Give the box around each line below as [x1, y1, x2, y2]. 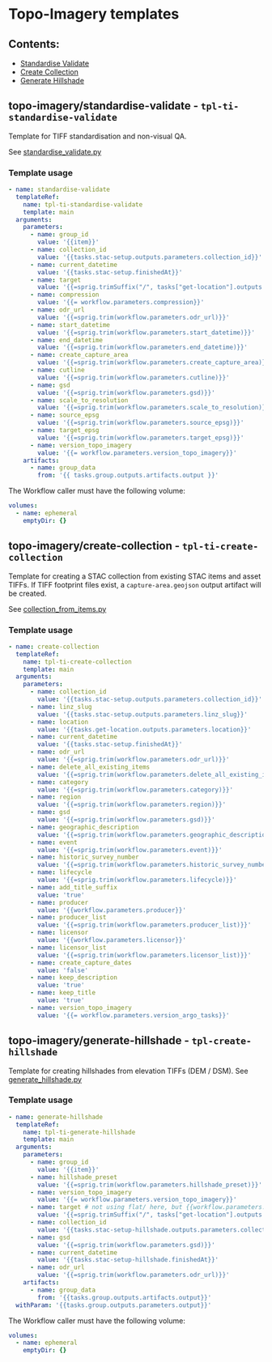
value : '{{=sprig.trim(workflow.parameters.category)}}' [37, 786, 233, 794]
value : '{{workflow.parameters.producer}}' [37, 906, 186, 914]
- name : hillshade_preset [29, 1173, 117, 1182]
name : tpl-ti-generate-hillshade [23, 1128, 136, 1136]
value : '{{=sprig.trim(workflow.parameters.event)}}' [37, 846, 223, 854]
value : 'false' [37, 966, 89, 974]
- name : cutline [29, 366, 85, 375]
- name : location [29, 718, 89, 726]
